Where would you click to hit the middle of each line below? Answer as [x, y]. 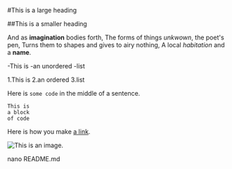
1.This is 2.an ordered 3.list [46, 80]
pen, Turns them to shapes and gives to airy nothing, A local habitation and [116, 45]
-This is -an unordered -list [46, 66]
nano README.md [34, 159]
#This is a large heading [42, 10]
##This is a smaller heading [47, 24]
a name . [19, 52]
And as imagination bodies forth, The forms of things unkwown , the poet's [116, 37]
